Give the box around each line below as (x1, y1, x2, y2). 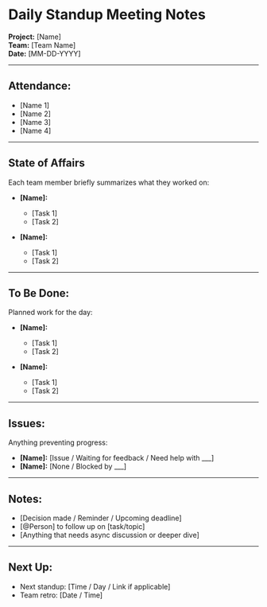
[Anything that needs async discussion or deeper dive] (19, 531, 200, 539)
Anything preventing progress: (8, 438, 108, 447)
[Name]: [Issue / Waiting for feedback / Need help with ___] (19, 453, 215, 463)
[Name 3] (19, 117, 52, 126)
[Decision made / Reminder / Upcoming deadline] (19, 513, 182, 523)
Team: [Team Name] (8, 40, 76, 49)
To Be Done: (8, 286, 70, 300)
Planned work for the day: (8, 308, 93, 317)
